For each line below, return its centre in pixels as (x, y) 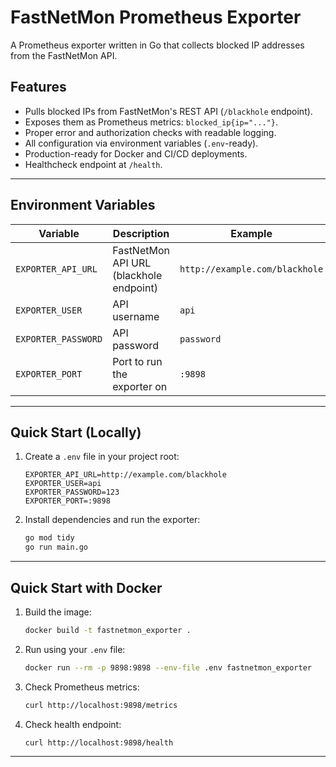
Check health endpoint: (73, 724)
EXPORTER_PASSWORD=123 (72, 492)
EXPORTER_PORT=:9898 (67, 501)
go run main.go (56, 547)
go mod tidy (49, 538)
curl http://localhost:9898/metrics (101, 705)
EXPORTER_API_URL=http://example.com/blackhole (125, 475)
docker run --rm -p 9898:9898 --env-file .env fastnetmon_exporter (168, 667)
